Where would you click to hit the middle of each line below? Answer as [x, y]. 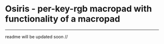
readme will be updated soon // [37, 36]
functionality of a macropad [63, 19]
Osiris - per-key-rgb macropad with [79, 9]
